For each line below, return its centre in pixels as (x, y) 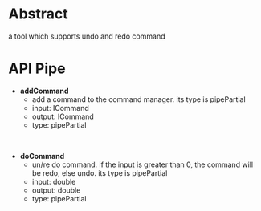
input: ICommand (61, 108)
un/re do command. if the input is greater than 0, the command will (143, 164)
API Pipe (37, 69)
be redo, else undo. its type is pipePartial (100, 172)
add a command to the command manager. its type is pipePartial (139, 99)
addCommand (44, 91)
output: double (56, 190)
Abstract (38, 14)
